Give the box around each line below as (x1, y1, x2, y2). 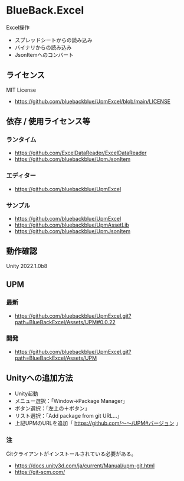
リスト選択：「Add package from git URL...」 (14, 412, 123, 419)
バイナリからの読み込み (14, 44, 72, 51)
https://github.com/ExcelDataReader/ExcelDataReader (14, 149, 147, 157)
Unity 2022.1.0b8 (6, 262, 48, 269)
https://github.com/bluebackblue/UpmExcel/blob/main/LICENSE (14, 98, 171, 105)
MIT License (6, 86, 37, 93)
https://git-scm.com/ (14, 468, 65, 475)
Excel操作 (6, 24, 30, 31)
